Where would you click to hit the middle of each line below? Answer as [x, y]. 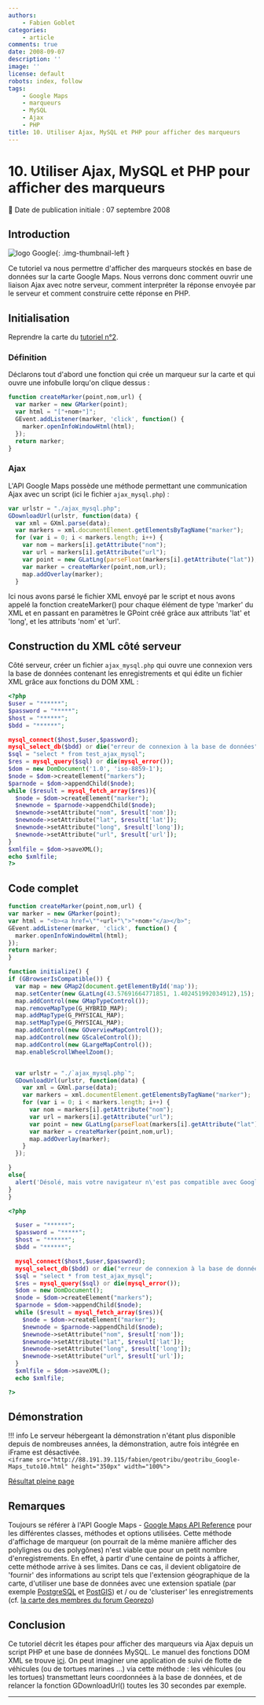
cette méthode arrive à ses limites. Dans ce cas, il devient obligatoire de [125, 1567]
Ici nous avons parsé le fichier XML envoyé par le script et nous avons [122, 596]
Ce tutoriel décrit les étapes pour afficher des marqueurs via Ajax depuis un [131, 1644]
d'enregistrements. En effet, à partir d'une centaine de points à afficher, [124, 1558]
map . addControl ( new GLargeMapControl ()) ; [84, 1045]
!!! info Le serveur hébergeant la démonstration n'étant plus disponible [122, 1435]
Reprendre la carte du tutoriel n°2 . [63, 337]
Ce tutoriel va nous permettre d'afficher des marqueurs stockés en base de [130, 269]
